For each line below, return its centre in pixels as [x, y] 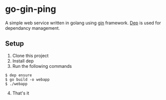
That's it [21, 93]
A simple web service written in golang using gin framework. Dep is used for [83, 23]
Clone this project [30, 55]
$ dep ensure [19, 75]
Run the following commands [42, 66]
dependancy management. [33, 28]
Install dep [23, 61]
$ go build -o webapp [28, 79]
